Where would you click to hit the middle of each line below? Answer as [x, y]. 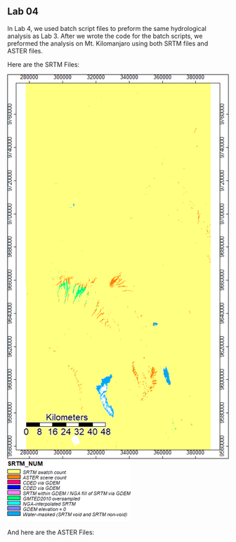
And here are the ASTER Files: [51, 532]
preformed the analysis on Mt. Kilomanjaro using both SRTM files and [108, 43]
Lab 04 [23, 12]
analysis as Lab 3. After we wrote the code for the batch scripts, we [105, 36]
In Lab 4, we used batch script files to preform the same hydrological [107, 28]
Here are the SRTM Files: [43, 64]
